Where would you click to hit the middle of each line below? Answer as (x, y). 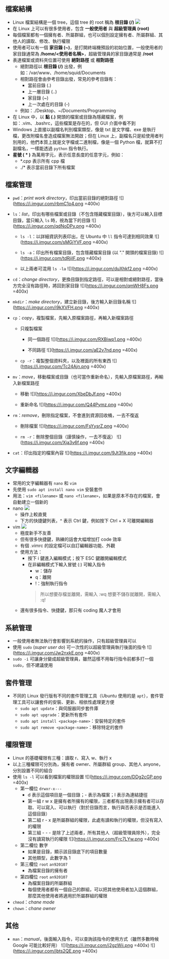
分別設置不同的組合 (33, 770)
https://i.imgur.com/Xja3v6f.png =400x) (63, 442)
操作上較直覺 (33, 514)
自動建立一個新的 (30, 502)
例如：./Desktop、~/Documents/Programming (68, 111)
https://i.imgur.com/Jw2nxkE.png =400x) (57, 653)
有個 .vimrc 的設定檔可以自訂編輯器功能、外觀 (68, 546)
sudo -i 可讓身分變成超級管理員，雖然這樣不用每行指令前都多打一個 (83, 659)
